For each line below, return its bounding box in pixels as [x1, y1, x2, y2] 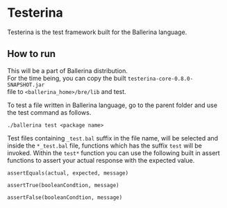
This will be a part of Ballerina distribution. [7, 66, 128, 74]
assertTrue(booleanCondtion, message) [7, 182, 119, 189]
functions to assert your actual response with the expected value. [7, 156, 195, 164]
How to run [7, 48, 56, 60]
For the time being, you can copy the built [7, 74, 126, 82]
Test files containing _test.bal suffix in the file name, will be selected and [7, 134, 219, 142]
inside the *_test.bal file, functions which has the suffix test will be [7, 141, 203, 150]
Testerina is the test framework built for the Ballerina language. [7, 28, 187, 36]
